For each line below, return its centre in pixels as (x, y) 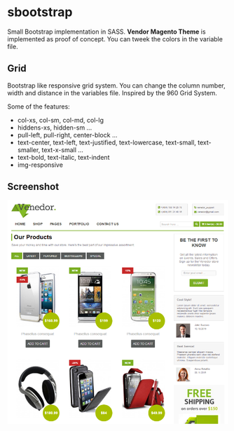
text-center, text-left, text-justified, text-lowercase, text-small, (106, 142)
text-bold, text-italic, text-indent (63, 157)
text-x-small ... (63, 150)
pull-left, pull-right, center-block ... (67, 135)
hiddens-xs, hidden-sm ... (55, 128)
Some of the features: (39, 107)
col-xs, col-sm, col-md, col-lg (60, 120)
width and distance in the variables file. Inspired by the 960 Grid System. (112, 93)
